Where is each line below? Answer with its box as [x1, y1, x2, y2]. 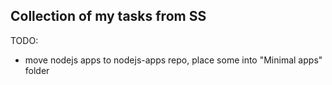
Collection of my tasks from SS [10, 8, 207, 25]
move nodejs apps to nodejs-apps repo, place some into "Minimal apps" [24, 54, 323, 66]
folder [24, 64, 50, 76]
